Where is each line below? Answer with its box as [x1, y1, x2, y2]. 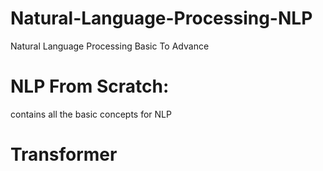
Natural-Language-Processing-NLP [10, 7, 313, 30]
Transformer [10, 143, 118, 166]
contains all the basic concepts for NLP [10, 108, 172, 120]
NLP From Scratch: [10, 75, 170, 98]
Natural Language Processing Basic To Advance [10, 40, 210, 52]
